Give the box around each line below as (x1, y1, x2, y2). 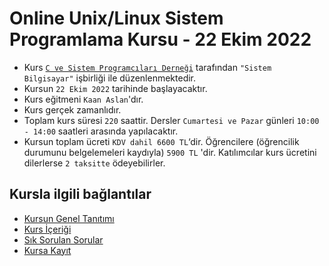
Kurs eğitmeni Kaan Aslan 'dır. (23, 93, 144, 105)
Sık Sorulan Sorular (23, 233, 104, 246)
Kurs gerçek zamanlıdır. (23, 103, 122, 116)
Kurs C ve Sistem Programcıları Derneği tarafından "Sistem (23, 61, 272, 73)
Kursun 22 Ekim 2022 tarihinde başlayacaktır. (23, 82, 208, 94)
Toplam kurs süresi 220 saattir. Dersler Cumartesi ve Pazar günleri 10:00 (23, 114, 320, 126)
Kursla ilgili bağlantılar (9, 186, 152, 203)
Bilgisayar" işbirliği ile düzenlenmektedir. (23, 72, 197, 84)
